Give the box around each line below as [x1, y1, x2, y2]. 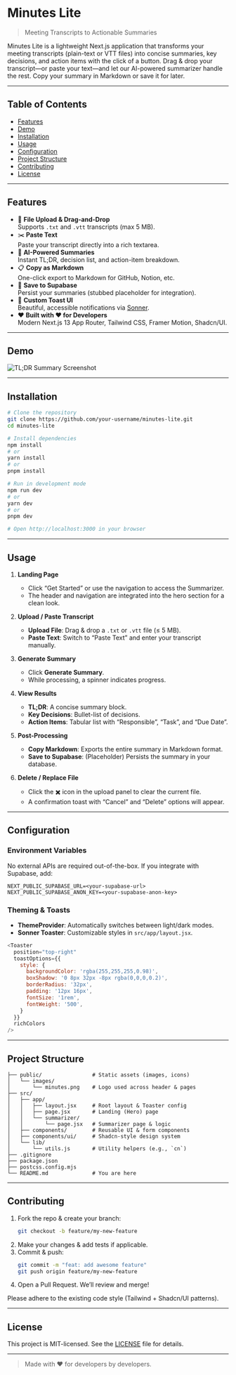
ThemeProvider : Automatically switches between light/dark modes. [17, 921, 214, 929]
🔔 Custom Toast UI [17, 296, 74, 304]
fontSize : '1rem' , [25, 994, 80, 1001]
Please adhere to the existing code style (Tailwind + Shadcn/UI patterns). [7, 1294, 219, 1303]
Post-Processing [17, 732, 68, 739]
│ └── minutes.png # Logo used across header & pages [7, 1084, 197, 1091]
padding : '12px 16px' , [25, 988, 93, 995]
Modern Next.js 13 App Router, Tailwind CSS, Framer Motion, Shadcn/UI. [17, 318, 228, 327]
